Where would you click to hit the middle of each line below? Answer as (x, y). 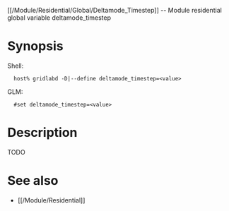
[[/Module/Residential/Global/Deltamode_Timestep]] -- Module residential (115, 10)
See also (33, 181)
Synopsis (35, 46)
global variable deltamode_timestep (59, 18)
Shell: (16, 66)
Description (42, 133)
